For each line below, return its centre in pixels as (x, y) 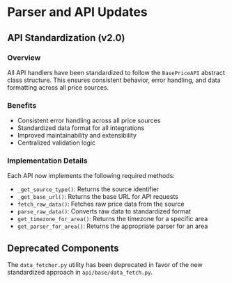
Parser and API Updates (77, 12)
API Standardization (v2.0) (66, 38)
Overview (24, 58)
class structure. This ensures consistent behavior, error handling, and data (114, 80)
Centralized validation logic (56, 143)
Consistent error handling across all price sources (89, 121)
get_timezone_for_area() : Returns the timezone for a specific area (113, 219)
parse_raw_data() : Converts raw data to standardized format (104, 211)
